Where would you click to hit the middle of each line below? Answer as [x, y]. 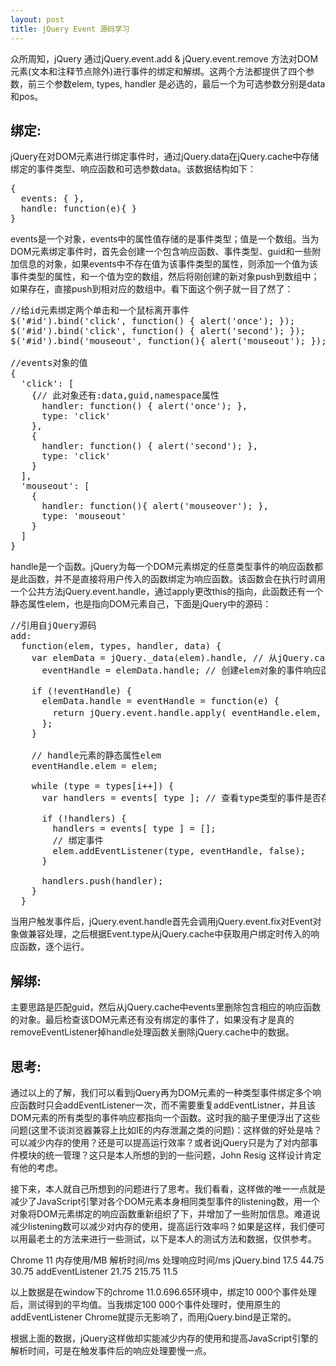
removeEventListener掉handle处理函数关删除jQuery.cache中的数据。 [152, 1032]
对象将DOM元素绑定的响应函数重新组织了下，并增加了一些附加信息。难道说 [165, 1213]
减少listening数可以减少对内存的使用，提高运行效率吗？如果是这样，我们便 [163, 1226]
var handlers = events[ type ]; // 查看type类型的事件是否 [181, 798]
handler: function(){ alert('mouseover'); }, [155, 506]
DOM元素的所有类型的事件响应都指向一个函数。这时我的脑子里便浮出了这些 [165, 1117]
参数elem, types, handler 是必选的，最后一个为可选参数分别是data [189, 83]
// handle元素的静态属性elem [96, 755]
